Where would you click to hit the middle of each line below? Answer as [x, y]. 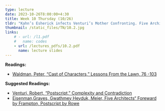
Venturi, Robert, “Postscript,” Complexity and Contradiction [72, 93]
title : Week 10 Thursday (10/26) [39, 19]
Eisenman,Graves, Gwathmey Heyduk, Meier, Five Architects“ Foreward [84, 98]
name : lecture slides [40, 50]
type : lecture [20, 10]
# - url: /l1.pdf [32, 37]
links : [12, 32]
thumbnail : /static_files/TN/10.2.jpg [45, 28]
